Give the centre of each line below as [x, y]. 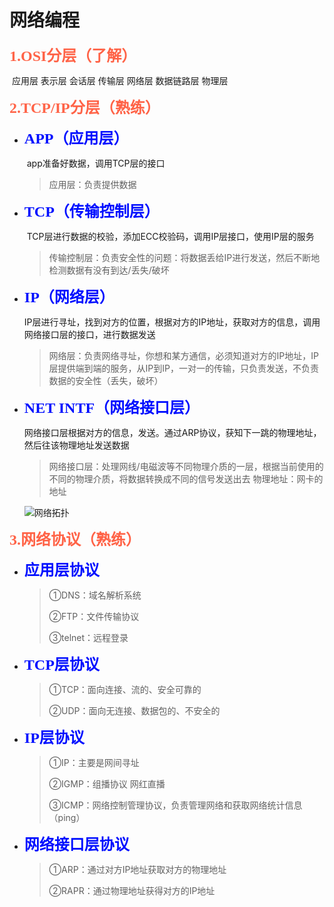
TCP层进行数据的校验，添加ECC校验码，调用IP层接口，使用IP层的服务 [170, 236]
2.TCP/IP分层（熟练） [85, 107]
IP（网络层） [69, 297]
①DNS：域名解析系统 [95, 595]
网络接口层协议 [76, 844]
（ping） [67, 817]
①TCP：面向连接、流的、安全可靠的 [125, 689]
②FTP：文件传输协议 [94, 616]
